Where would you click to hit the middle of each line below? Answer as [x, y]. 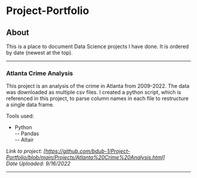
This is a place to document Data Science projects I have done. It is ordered [98, 46]
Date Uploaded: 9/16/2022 [38, 164]
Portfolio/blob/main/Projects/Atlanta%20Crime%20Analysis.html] [86, 158]
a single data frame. [30, 105]
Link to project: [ [26, 151]
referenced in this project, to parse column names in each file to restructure [97, 98]
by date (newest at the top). [40, 53]
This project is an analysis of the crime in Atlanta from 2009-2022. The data [98, 86]
